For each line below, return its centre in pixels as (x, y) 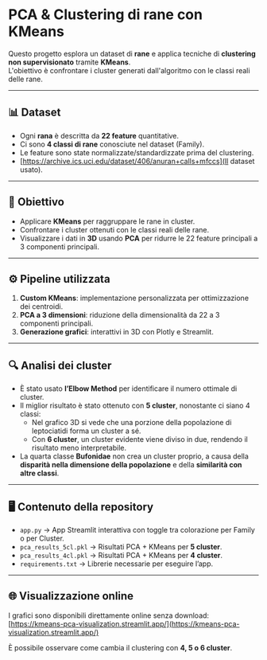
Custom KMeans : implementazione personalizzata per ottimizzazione (134, 298)
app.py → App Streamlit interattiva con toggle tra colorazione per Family (137, 530)
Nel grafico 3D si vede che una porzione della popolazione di (132, 423)
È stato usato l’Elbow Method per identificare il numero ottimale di (128, 389)
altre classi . (39, 473)
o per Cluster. (42, 538)
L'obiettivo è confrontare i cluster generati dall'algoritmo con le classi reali (129, 70)
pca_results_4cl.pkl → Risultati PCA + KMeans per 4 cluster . (121, 555)
